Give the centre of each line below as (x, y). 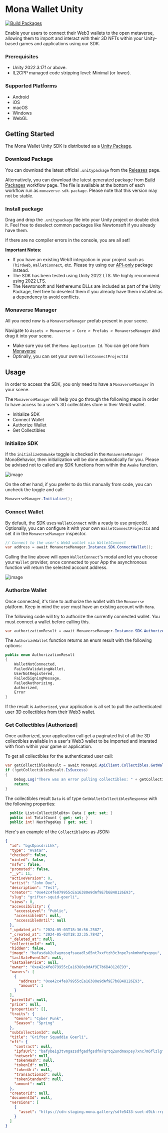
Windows (22, 113)
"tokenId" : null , (32, 1065)
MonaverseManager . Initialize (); (39, 499)
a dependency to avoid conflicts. (46, 297)
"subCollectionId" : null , (37, 1033)
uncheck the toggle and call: (34, 490)
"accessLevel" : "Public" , (41, 911)
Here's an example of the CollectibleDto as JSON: (57, 832)
